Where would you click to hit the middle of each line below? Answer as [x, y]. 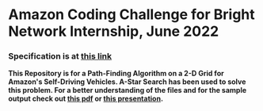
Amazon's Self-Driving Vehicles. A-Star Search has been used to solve [127, 82]
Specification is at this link [60, 56]
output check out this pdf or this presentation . [86, 99]
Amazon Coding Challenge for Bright [131, 15]
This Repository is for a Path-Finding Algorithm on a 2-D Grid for [116, 74]
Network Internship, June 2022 [114, 31]
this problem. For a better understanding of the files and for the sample [128, 90]
